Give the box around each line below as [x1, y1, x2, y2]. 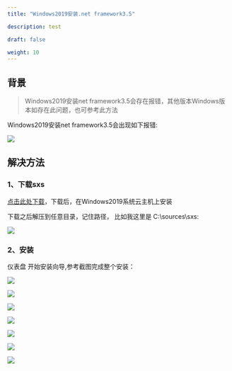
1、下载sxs [7, 180, 45, 190]
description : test [7, 23, 62, 30]
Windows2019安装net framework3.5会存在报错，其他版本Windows [24, 97, 219, 105]
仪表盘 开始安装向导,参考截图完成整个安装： [7, 263, 135, 271]
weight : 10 [7, 49, 40, 56]
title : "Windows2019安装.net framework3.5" [7, 10, 136, 18]
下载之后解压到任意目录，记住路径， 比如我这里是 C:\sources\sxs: [7, 212, 199, 220]
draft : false [7, 36, 46, 43]
